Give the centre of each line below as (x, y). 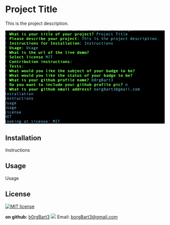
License (18, 194)
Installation (23, 138)
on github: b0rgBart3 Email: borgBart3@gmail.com (61, 217)
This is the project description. (37, 23)
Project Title (31, 9)
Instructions (18, 150)
